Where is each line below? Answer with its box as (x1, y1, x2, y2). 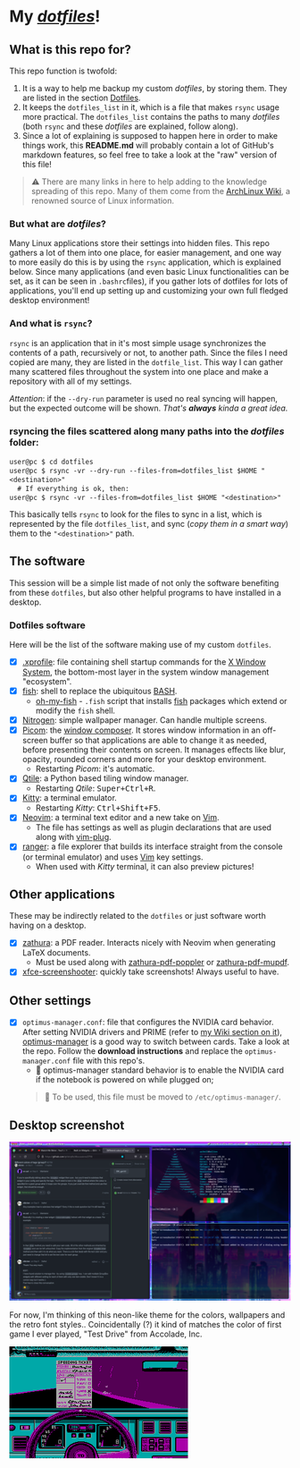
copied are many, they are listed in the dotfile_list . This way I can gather (9, 356, 284, 368)
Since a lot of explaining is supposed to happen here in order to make (21, 131, 279, 140)
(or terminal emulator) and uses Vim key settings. (21, 852, 204, 862)
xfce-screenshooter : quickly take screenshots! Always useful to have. (21, 966, 279, 977)
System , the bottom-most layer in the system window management (21, 666, 270, 677)
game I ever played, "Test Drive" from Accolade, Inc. (9, 1328, 203, 1339)
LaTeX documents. (21, 947, 91, 958)
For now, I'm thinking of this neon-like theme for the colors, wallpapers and (9, 1309, 286, 1320)
